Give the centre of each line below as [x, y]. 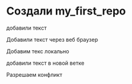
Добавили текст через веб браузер [52, 39]
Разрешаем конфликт [34, 74]
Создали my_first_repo [66, 11]
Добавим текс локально [38, 51]
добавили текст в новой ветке [45, 63]
